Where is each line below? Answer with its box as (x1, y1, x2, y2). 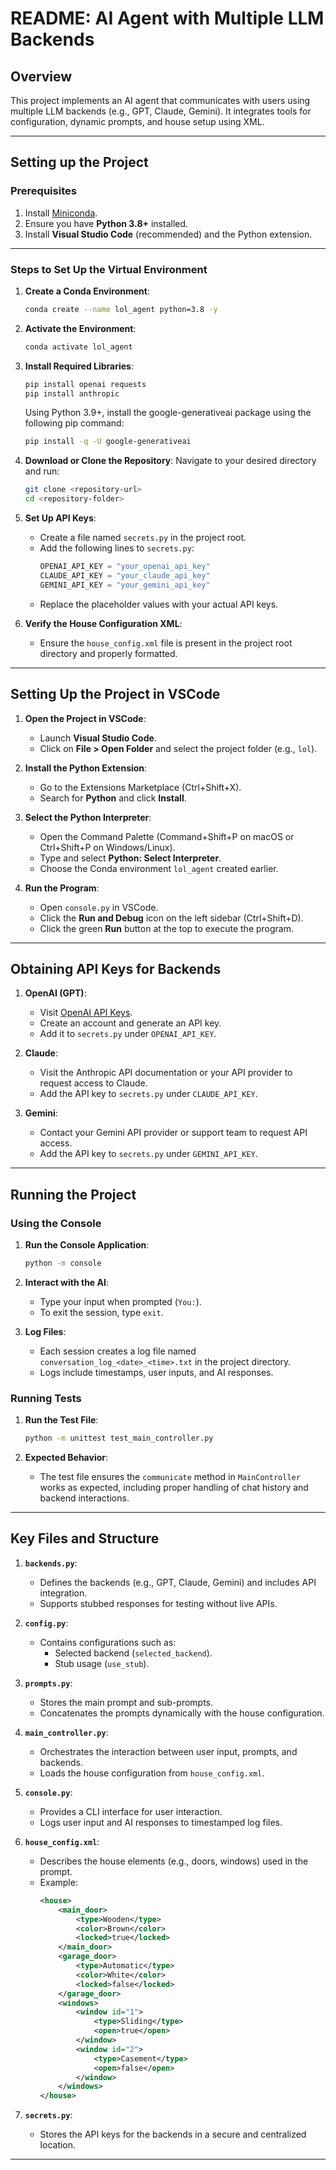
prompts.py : (24, 1677, 73, 1689)
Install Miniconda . (24, 207, 98, 219)
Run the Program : (24, 882, 100, 894)
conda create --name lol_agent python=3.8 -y (24, 304, 218, 314)
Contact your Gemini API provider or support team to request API (39, 1127, 308, 1139)
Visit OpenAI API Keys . (39, 1007, 133, 1019)
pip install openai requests (24, 379, 147, 389)
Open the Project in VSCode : (24, 712, 147, 724)
